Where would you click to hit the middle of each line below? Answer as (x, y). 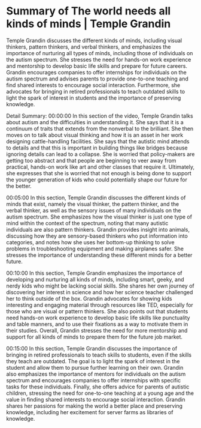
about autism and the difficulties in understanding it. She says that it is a (95, 122)
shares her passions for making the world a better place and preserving (95, 406)
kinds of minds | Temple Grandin (89, 24)
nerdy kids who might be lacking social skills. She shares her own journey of (100, 286)
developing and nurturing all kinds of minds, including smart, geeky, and (95, 279)
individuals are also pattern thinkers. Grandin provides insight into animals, (98, 229)
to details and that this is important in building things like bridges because (97, 148)
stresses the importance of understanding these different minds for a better (99, 255)
